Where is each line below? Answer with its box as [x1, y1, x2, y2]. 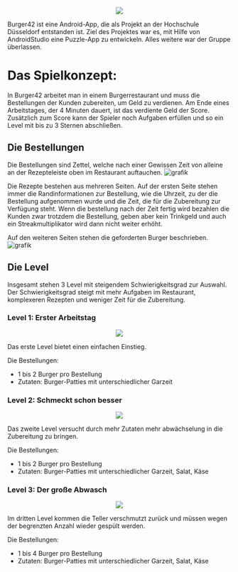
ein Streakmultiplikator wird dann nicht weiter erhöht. [7, 219, 163, 228]
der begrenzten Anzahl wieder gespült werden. [7, 522, 146, 530]
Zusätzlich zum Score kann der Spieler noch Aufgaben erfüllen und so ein [7, 114, 224, 122]
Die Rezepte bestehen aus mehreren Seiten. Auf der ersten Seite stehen [7, 182, 218, 190]
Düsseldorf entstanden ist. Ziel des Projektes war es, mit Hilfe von [7, 28, 200, 35]
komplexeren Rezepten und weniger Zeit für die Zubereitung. [7, 295, 186, 304]
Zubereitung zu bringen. [7, 432, 78, 441]
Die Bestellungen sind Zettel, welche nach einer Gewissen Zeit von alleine [7, 160, 224, 169]
